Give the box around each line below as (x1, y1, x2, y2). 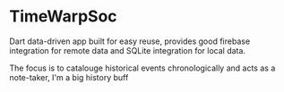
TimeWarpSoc (9, 6, 118, 27)
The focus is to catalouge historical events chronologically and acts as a (9, 63, 276, 73)
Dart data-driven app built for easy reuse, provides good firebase (9, 36, 251, 46)
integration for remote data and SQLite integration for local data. (9, 45, 246, 55)
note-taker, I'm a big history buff (9, 71, 129, 82)
